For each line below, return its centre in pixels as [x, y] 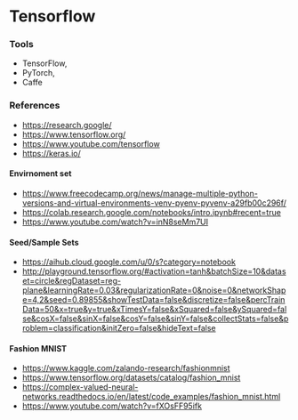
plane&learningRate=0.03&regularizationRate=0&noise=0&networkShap [154, 290]
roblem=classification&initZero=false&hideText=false [119, 328]
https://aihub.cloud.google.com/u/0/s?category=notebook [129, 262]
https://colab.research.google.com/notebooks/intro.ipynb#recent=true [152, 212]
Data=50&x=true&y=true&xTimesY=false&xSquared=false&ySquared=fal [154, 310]
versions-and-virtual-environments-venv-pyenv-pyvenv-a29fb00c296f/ [154, 203]
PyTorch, [38, 73]
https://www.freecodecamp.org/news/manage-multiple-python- [140, 193]
